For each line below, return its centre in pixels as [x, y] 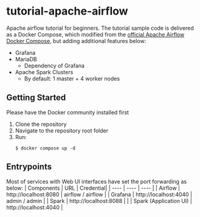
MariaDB [26, 59]
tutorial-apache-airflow [67, 11]
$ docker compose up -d [45, 148]
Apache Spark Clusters [44, 72]
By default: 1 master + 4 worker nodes [72, 78]
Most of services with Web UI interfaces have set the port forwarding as [97, 181]
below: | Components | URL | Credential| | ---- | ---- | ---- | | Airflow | [93, 188]
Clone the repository [41, 124]
